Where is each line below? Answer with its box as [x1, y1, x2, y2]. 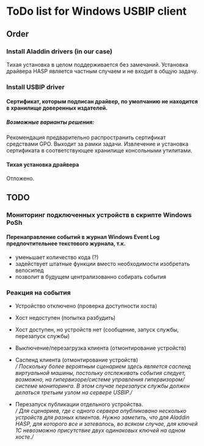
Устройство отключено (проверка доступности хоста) [15, 302, 158, 310]
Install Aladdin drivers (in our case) [6, 47, 113, 56]
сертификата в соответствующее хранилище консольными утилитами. [6, 147, 192, 154]
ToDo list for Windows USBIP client [6, 4, 187, 18]
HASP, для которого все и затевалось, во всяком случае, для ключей [15, 420, 198, 428]
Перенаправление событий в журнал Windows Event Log [6, 233, 160, 241]
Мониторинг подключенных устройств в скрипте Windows [6, 210, 192, 219]
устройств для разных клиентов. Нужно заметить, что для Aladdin [15, 414, 190, 421]
